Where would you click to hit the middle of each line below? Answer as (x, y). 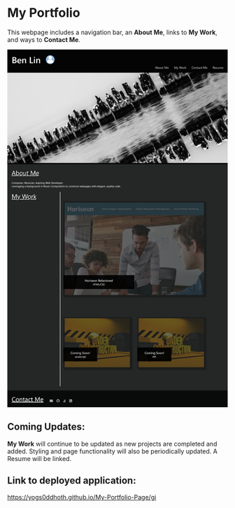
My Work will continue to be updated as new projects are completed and (112, 444)
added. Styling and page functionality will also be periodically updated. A (113, 451)
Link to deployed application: (72, 481)
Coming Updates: (46, 427)
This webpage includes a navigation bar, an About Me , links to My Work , (113, 32)
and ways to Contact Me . (44, 39)
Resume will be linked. (40, 458)
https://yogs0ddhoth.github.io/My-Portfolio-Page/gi (82, 498)
